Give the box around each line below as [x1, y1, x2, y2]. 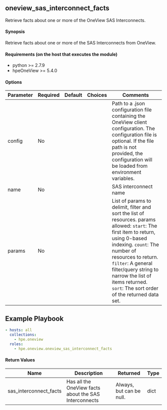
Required [37, 92, 60, 99]
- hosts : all [5, 328, 32, 333]
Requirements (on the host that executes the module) [5, 51, 118, 57]
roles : [9, 342, 23, 347]
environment [111, 169, 142, 176]
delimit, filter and [111, 204, 152, 211]
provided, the [111, 150, 143, 157]
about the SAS [66, 391, 100, 398]
